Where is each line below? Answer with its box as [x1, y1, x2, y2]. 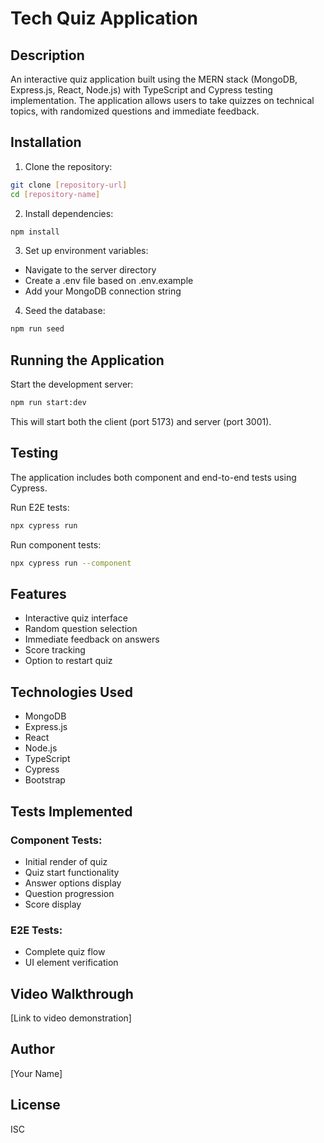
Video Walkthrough [10, 985, 134, 1002]
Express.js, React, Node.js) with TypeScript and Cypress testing [10, 84, 273, 96]
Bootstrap [24, 774, 66, 786]
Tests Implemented [10, 803, 133, 820]
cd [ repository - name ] [10, 189, 101, 199]
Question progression [24, 887, 115, 899]
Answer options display [24, 877, 122, 889]
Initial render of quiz [24, 855, 108, 867]
